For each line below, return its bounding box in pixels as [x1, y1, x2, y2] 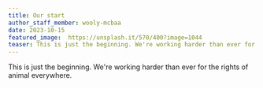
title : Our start [8, 11, 65, 20]
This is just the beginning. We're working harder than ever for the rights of [8, 62, 249, 71]
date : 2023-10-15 [8, 26, 65, 34]
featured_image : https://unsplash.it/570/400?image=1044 [8, 33, 202, 42]
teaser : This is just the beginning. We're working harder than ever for [8, 41, 256, 49]
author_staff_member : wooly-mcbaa [8, 19, 122, 27]
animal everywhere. [8, 71, 72, 80]
